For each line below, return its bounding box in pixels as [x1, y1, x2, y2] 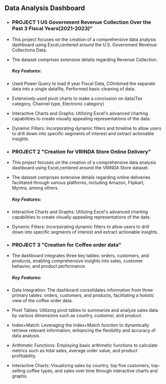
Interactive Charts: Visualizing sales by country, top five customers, [11, 363, 150, 369]
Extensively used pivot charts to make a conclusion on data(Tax [11, 95, 143, 101]
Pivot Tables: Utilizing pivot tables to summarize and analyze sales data [11, 307, 159, 313]
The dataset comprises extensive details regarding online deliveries [11, 174, 151, 180]
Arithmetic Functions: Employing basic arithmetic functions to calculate [11, 342, 158, 348]
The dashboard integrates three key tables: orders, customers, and [11, 253, 150, 259]
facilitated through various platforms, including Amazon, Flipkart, [11, 179, 145, 185]
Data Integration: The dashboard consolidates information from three [11, 287, 153, 293]
